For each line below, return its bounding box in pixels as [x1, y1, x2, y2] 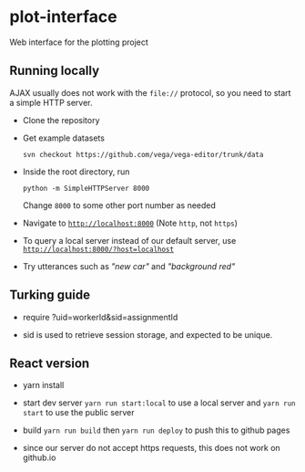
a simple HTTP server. [9, 97, 93, 108]
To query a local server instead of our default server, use [22, 235, 237, 246]
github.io [22, 452, 56, 463]
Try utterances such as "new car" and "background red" [22, 260, 236, 271]
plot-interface [9, 6, 117, 27]
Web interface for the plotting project [9, 37, 148, 47]
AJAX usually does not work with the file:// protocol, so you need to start [9, 87, 291, 98]
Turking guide [9, 288, 91, 303]
